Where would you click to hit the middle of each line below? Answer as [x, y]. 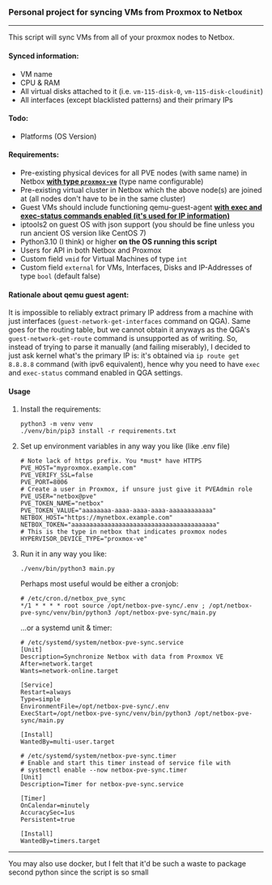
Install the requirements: [60, 409]
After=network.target [56, 664]
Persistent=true [47, 820]
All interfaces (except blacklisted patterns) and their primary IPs [126, 100]
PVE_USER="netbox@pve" [58, 496]
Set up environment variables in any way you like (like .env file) [125, 446]
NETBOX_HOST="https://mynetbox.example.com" [96, 518]
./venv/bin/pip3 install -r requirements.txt [98, 432]
